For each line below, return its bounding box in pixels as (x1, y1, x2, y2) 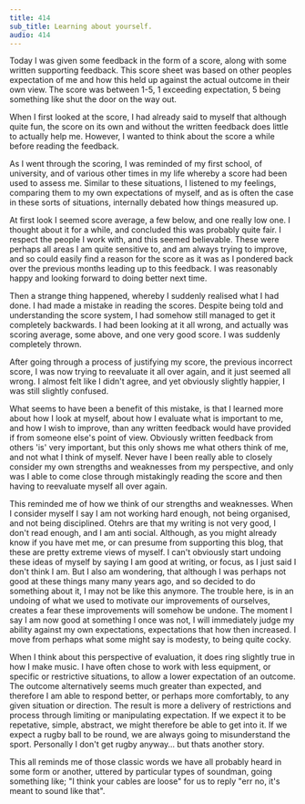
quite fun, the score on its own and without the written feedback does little (9, 121, 289, 132)
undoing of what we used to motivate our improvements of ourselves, (9, 595, 270, 606)
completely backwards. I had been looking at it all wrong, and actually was (9, 320, 289, 331)
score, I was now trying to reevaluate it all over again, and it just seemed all (9, 366, 291, 377)
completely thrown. (9, 339, 82, 350)
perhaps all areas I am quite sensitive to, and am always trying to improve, (9, 243, 288, 255)
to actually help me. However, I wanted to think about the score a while (9, 131, 275, 142)
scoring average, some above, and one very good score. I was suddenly (9, 329, 280, 340)
